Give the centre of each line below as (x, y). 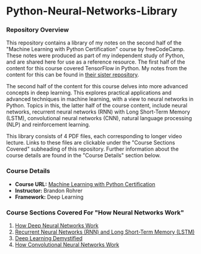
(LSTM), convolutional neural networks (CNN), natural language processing (99, 118)
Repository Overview (38, 30)
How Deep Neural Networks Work (57, 226)
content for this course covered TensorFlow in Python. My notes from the (97, 68)
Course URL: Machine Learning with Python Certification (85, 184)
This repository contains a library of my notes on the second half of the (94, 43)
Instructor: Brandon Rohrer (48, 190)
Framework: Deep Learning (49, 197)
